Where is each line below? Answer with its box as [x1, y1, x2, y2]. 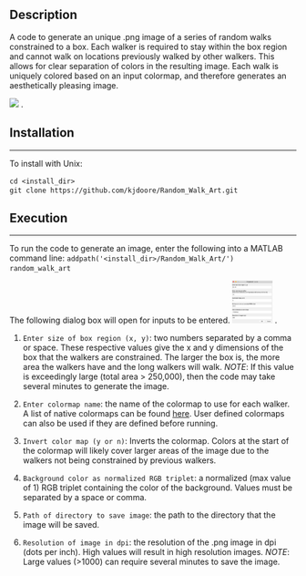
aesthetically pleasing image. [9, 79, 119, 90]
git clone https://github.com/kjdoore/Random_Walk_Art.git [9, 186, 239, 195]
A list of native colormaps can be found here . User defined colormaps [22, 408, 285, 419]
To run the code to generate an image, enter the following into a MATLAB [9, 243, 284, 254]
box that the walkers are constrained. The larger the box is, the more [22, 352, 280, 363]
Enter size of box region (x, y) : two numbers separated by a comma [22, 333, 292, 344]
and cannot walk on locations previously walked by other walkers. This [9, 50, 275, 62]
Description [9, 7, 77, 23]
